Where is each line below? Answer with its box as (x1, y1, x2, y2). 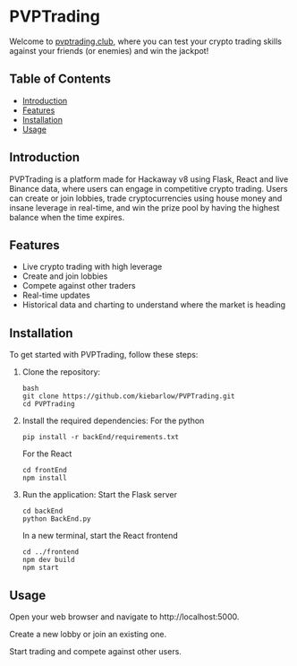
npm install (21, 473, 67, 483)
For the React (21, 448, 72, 459)
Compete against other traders (21, 281, 136, 291)
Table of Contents (9, 72, 112, 87)
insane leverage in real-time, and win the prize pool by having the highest (9, 202, 280, 212)
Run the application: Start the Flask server (21, 489, 177, 500)
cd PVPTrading (21, 400, 75, 409)
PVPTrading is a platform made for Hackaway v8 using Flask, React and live (9, 173, 289, 185)
